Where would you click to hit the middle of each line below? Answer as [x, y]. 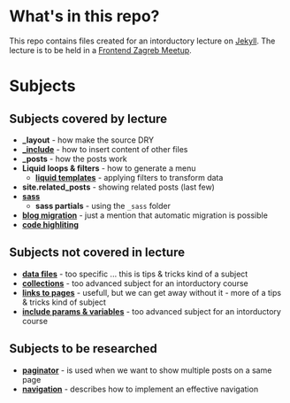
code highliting [50, 224]
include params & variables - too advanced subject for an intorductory [151, 311]
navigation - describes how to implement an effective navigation [140, 389]
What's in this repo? [84, 16]
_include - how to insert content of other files [105, 149]
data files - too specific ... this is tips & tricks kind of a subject [135, 274]
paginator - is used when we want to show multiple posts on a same [147, 370]
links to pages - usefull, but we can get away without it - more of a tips [151, 292]
